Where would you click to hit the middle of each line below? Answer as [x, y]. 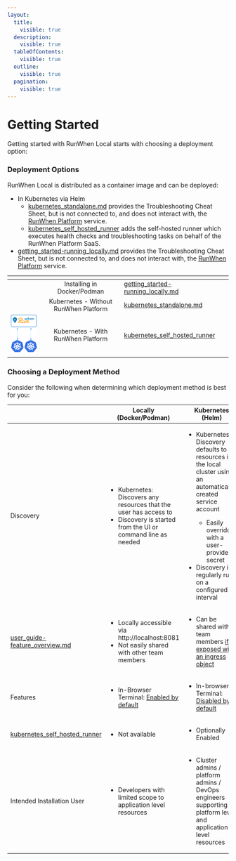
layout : [19, 15]
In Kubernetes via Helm [51, 198]
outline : [26, 67]
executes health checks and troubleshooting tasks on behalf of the [125, 236]
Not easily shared [143, 645]
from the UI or [138, 527]
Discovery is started [147, 519]
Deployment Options [43, 170]
